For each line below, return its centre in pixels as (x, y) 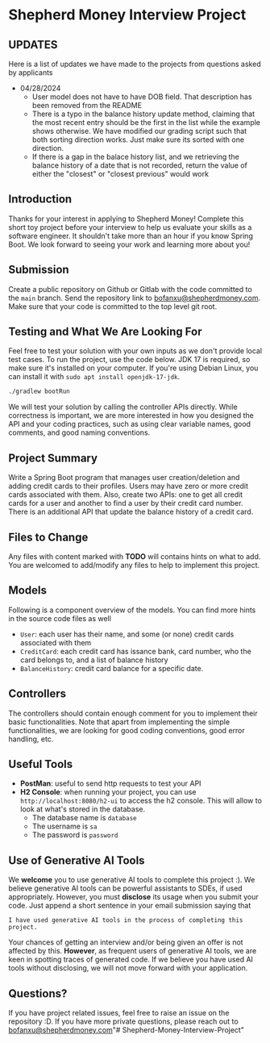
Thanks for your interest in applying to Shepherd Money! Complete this (126, 219)
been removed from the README (87, 105)
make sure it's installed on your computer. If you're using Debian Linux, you (133, 368)
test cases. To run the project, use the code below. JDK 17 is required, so (129, 360)
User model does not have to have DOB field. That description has (142, 97)
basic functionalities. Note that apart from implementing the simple (119, 722)
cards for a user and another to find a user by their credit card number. (126, 503)
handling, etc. (31, 739)
